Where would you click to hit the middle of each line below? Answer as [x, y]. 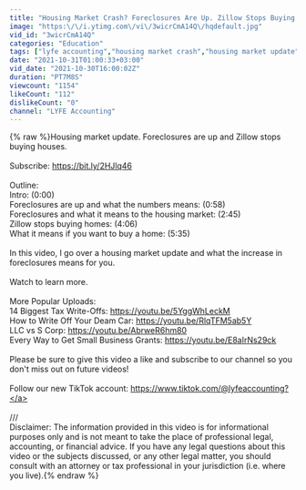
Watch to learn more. [49, 282]
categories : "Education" [56, 43]
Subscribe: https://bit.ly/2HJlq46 [71, 166]
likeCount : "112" [42, 94]
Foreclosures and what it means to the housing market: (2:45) [125, 214]
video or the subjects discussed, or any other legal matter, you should [140, 456]
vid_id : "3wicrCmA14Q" [52, 35]
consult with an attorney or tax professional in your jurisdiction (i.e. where [148, 466]
